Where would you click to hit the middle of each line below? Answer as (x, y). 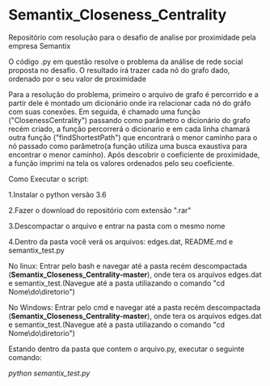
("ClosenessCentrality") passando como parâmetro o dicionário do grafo (129, 120)
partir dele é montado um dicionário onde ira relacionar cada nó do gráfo (130, 103)
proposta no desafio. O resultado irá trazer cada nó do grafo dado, (119, 70)
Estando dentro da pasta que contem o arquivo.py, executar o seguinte (127, 349)
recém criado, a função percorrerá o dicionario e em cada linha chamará (129, 129)
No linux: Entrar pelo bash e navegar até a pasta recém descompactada (128, 265)
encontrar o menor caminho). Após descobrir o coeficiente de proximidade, (134, 155)
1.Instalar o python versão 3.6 (57, 194)
